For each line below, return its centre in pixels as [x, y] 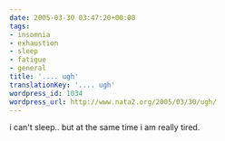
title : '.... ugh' [44, 77]
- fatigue [28, 60]
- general [28, 69]
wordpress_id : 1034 [46, 93]
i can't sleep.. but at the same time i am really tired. [105, 127]
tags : [20, 26]
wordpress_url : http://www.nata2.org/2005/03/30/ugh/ [113, 102]
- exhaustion [34, 43]
